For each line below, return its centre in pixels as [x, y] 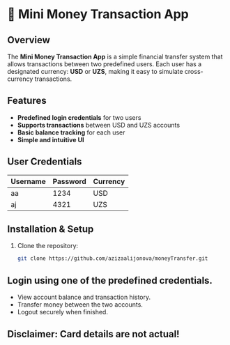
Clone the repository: [48, 246]
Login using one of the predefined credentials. [110, 281]
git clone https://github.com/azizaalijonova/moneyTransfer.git [113, 259]
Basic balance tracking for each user [71, 132]
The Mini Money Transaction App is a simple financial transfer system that [115, 56]
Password [69, 181]
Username [29, 181]
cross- [194, 71]
